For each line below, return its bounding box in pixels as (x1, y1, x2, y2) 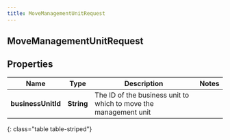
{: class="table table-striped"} (7, 124, 92, 133)
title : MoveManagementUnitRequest (7, 10, 106, 17)
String (67, 98, 88, 108)
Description (124, 79, 164, 88)
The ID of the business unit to (94, 90, 190, 100)
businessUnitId (10, 98, 62, 108)
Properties (7, 59, 53, 70)
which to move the (94, 98, 154, 108)
